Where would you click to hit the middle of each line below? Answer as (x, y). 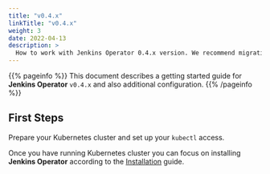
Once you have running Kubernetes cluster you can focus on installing (125, 152)
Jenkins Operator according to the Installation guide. (96, 161)
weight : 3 (25, 30)
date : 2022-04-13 (37, 38)
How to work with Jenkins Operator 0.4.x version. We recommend (125, 53)
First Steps (36, 118)
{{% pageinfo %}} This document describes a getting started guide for (125, 76)
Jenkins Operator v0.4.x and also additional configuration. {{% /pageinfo (131, 84)
